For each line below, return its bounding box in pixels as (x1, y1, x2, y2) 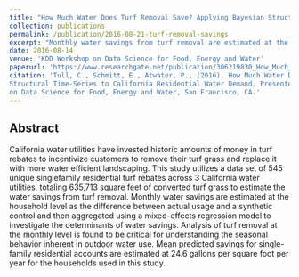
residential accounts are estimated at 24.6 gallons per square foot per (33, 248, 289, 259)
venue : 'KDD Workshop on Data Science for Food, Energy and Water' (9, 54, 265, 63)
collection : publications (9, 21, 105, 30)
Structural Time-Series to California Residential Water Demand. (9, 79, 256, 88)
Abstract (9, 120, 60, 135)
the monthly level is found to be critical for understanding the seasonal (9, 229, 269, 240)
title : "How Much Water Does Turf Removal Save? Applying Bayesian (9, 12, 265, 22)
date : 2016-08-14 (9, 46, 74, 55)
